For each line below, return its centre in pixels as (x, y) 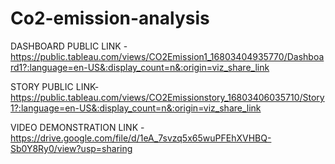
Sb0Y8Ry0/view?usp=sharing (71, 148)
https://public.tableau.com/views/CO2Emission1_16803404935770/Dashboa (167, 56)
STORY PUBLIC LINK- (55, 86)
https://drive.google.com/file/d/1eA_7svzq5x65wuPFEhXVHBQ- (141, 138)
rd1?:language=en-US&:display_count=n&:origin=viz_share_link (140, 67)
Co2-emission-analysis (110, 18)
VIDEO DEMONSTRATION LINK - (77, 127)
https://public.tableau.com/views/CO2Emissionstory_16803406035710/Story (167, 97)
